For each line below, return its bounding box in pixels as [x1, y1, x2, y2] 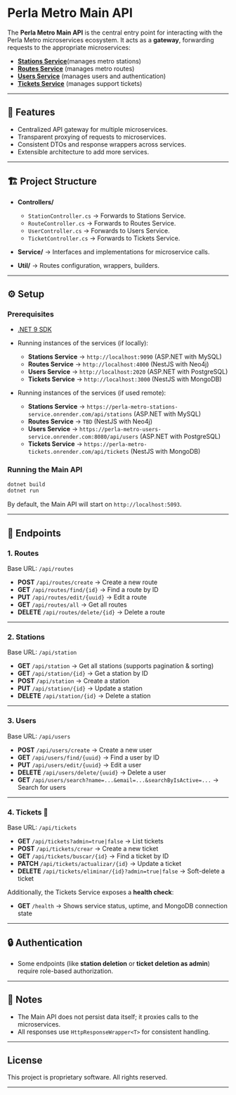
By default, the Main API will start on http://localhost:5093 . [7, 500, 182, 509]
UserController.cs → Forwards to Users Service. [27, 226, 170, 235]
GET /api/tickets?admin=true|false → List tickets [17, 836, 164, 845]
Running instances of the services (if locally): [17, 339, 149, 347]
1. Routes [7, 548, 39, 558]
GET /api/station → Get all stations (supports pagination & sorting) [17, 662, 214, 670]
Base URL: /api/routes [7, 564, 74, 572]
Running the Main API [7, 465, 83, 475]
